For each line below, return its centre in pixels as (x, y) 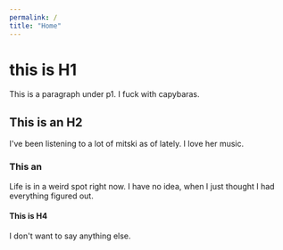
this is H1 (43, 70)
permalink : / (33, 17)
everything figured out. (51, 196)
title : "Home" (36, 26)
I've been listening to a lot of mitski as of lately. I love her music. (127, 144)
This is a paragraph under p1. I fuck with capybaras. (104, 94)
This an (26, 167)
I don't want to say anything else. (70, 236)
